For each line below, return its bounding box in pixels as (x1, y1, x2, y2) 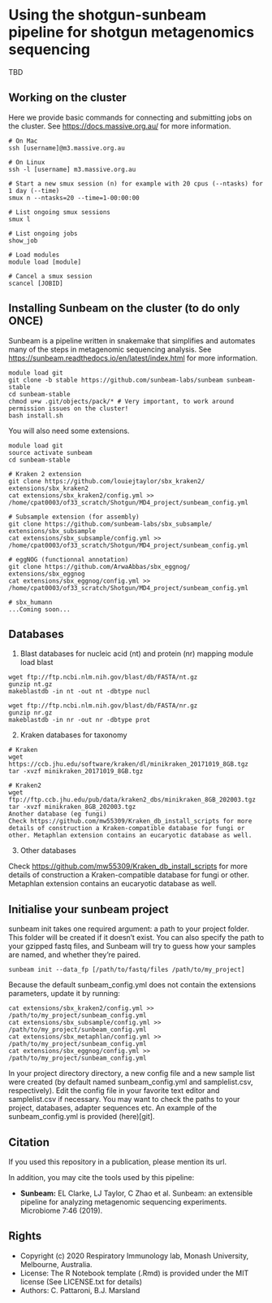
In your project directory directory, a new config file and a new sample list (8, 1069, 256, 1078)
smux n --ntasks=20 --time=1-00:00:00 (8, 194, 140, 202)
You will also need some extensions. (8, 426, 130, 435)
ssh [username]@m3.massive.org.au (8, 144, 126, 152)
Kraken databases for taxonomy (19, 730, 127, 740)
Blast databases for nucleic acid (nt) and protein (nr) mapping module (19, 649, 254, 658)
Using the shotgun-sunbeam (8, 6, 207, 24)
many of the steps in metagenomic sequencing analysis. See (8, 344, 212, 354)
